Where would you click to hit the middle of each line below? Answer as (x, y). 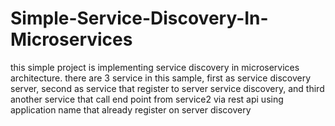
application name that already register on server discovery (131, 109)
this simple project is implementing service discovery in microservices (155, 67)
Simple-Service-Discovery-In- (139, 18)
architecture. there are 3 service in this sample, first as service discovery (161, 78)
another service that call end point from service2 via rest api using (147, 99)
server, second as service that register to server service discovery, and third (167, 88)
